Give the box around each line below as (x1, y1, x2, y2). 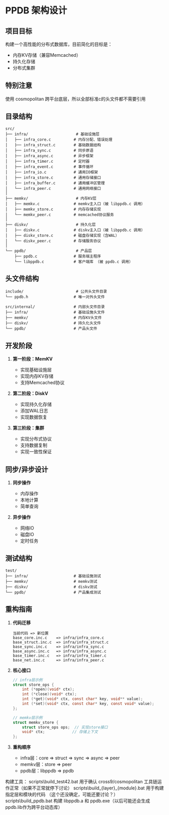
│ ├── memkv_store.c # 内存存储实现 (5, 207, 101, 212)
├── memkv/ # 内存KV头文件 (5, 315, 102, 320)
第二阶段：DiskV (12, 390, 48, 397)
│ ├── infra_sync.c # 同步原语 (5, 148, 94, 153)
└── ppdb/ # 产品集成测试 (5, 589, 101, 595)
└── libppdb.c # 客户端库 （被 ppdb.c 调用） (14, 259, 133, 264)
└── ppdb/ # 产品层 (5, 248, 92, 253)
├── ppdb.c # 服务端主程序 (14, 254, 101, 259)
